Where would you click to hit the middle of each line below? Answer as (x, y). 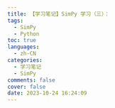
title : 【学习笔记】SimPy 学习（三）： (59, 14)
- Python (27, 34)
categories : (25, 60)
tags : (15, 21)
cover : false (27, 87)
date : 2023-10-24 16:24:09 (47, 93)
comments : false (31, 80)
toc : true (22, 40)
